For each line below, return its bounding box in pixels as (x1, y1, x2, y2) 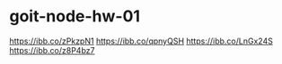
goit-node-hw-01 (9, 6, 141, 27)
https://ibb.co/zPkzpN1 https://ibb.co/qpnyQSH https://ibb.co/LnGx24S (9, 36, 274, 46)
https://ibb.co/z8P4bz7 (9, 44, 95, 55)
